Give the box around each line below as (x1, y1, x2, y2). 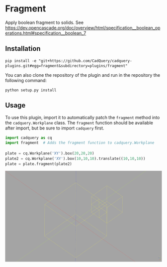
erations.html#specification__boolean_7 (5, 30, 86, 36)
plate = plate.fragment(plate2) (5, 161, 72, 166)
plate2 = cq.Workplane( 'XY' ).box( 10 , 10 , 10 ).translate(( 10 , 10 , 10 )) (5, 156, 146, 161)
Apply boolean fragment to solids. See (5, 19, 83, 25)
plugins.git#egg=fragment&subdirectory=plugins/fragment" (5, 63, 128, 68)
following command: (5, 77, 47, 83)
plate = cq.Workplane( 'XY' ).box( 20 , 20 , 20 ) (5, 151, 94, 156)
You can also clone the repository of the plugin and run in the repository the (5, 72, 161, 78)
